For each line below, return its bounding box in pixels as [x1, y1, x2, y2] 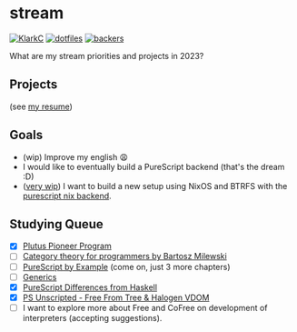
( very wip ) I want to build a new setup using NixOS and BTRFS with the [22, 180, 288, 191]
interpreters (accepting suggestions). [22, 312, 163, 323]
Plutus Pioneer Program [22, 240, 112, 252]
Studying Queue [9, 216, 104, 232]
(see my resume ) [9, 101, 73, 112]
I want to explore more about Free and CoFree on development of [22, 302, 268, 313]
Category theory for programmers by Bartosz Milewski [22, 251, 227, 262]
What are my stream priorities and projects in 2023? [9, 50, 204, 61]
